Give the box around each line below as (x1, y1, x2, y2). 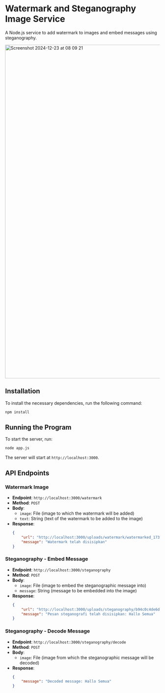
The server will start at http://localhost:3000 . (5, 455, 99, 461)
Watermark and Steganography (5, 3, 137, 14)
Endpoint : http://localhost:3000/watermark (12, 495, 102, 500)
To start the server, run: (5, 436, 53, 442)
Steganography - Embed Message (5, 555, 88, 562)
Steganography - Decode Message (5, 628, 90, 635)
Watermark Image (5, 483, 49, 490)
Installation (5, 387, 40, 395)
